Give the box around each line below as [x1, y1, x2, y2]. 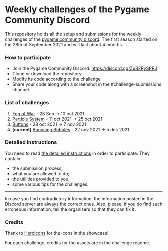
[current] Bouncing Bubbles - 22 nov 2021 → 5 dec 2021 [12, 126, 130, 132]
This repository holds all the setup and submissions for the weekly [5, 31, 142, 37]
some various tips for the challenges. [12, 181, 89, 187]
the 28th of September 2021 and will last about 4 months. [5, 41, 123, 47]
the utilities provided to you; [12, 176, 70, 182]
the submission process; [12, 165, 63, 171]
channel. [12, 87, 31, 93]
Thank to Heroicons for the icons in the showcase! [5, 230, 109, 236]
